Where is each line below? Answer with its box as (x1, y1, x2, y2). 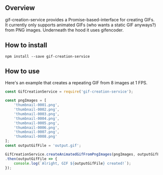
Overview (5, 4, 35, 12)
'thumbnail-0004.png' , (14, 116, 60, 121)
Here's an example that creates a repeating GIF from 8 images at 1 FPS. (5, 80, 148, 86)
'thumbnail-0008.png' (14, 134, 57, 139)
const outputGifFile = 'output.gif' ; (5, 143, 81, 148)
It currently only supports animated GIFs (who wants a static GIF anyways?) (5, 22, 156, 28)
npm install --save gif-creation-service (5, 54, 90, 59)
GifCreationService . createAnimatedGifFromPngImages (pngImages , (5, 152, 136, 157)
